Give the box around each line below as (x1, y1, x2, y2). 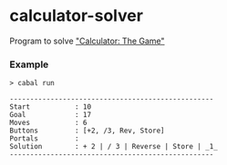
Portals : (9, 134, 79, 143)
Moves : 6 (9, 119, 88, 128)
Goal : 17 (9, 111, 92, 120)
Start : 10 (9, 102, 92, 112)
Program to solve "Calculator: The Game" (9, 35, 166, 46)
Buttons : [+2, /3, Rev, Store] (9, 126, 166, 136)
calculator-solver (9, 5, 144, 26)
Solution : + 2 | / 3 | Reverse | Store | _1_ (9, 142, 219, 151)
